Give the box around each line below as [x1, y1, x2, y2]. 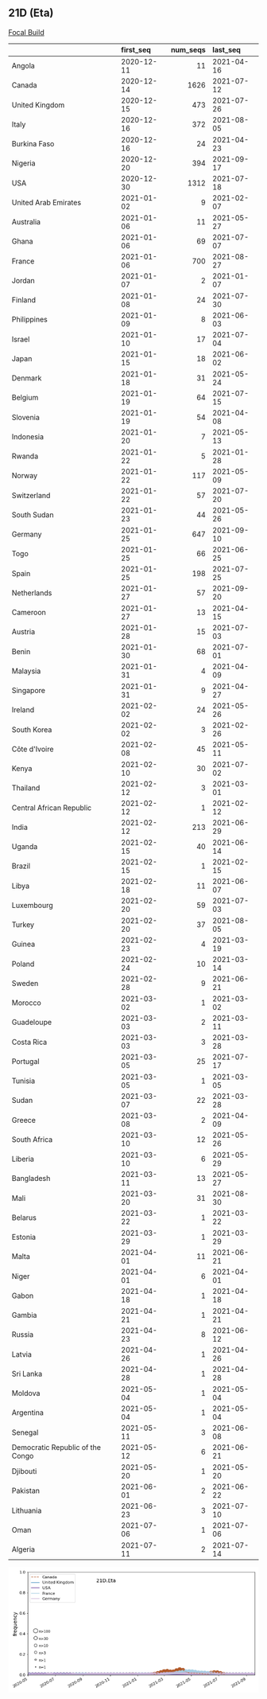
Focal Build [8, 27, 45, 37]
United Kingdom [11, 99, 65, 110]
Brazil [11, 861, 30, 871]
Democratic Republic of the [11, 1443, 102, 1452]
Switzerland [11, 490, 51, 500]
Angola [11, 61, 36, 71]
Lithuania [11, 1506, 42, 1515]
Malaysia [11, 666, 41, 676]
